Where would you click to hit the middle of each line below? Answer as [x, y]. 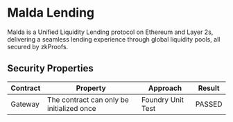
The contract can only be [88, 100]
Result [209, 88]
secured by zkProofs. [38, 46]
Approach [165, 88]
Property [91, 88]
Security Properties [50, 68]
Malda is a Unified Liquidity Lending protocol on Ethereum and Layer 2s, [110, 32]
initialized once [72, 108]
